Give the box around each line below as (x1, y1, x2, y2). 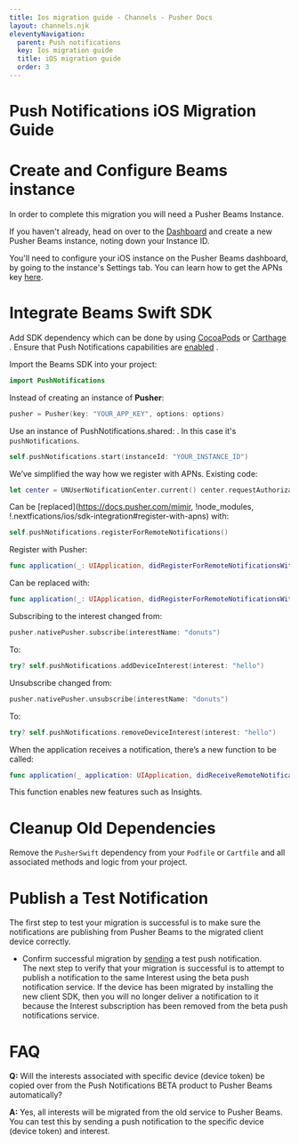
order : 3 (17, 63, 50, 72)
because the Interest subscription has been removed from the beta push (21, 1001, 288, 1011)
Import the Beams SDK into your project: (9, 359, 158, 369)
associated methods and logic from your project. (9, 857, 188, 867)
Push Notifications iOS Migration (9, 101, 256, 121)
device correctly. (9, 936, 71, 947)
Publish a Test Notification (9, 888, 209, 908)
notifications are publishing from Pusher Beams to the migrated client (9, 927, 264, 938)
